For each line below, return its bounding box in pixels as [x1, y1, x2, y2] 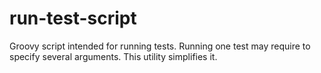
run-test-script [9, 7, 137, 30]
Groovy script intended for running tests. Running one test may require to [9, 40, 311, 52]
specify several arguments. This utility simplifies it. [9, 50, 218, 62]
